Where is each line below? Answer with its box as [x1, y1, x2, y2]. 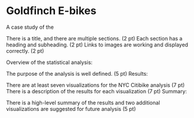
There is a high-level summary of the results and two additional [6, 99, 160, 106]
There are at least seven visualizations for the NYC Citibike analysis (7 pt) [6, 81, 185, 89]
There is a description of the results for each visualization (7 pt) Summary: [6, 87, 187, 95]
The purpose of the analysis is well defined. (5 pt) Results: [6, 70, 148, 77]
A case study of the [6, 23, 54, 31]
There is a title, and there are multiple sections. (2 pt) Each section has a [6, 35, 183, 42]
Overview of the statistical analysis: [6, 59, 93, 66]
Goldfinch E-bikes [6, 4, 96, 18]
